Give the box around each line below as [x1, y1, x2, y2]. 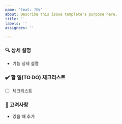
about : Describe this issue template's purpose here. [5, 12, 118, 17]
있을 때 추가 [12, 114, 35, 120]
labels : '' [5, 21, 28, 26]
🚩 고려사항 [5, 101, 29, 108]
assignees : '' [5, 26, 34, 31]
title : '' [5, 16, 26, 21]
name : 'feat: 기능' [5, 7, 43, 12]
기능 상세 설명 [12, 61, 39, 66]
